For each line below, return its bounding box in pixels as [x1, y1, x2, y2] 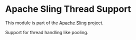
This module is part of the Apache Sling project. [5, 20, 104, 26]
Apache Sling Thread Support [5, 3, 131, 15]
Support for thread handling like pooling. [5, 29, 88, 35]
